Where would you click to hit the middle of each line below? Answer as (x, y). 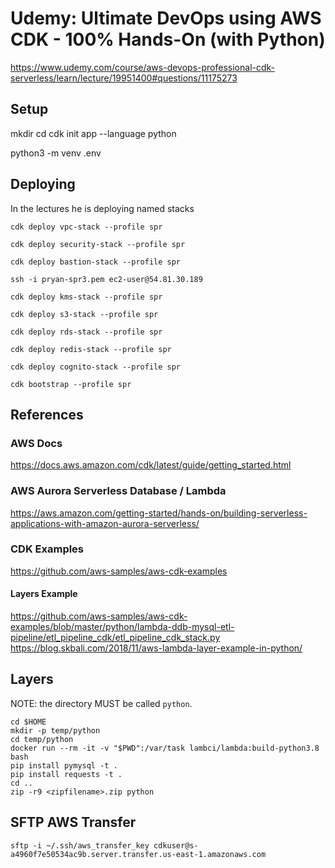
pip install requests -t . (66, 774)
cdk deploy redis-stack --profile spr (91, 349)
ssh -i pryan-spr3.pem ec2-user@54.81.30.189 (106, 279)
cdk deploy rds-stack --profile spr (86, 332)
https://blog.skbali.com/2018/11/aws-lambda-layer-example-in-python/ (156, 648)
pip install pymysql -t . (64, 765)
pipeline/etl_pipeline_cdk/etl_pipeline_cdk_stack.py (115, 638)
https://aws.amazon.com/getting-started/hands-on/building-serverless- (159, 513)
